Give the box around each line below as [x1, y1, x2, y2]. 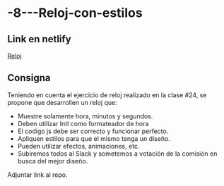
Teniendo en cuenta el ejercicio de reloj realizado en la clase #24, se [7, 90, 207, 99]
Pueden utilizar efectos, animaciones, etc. [17, 142, 140, 150]
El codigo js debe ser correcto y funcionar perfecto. [17, 127, 169, 135]
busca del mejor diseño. [17, 156, 88, 165]
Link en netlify [7, 33, 72, 45]
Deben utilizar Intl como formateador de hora [17, 119, 149, 128]
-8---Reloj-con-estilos [7, 5, 143, 21]
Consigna [7, 72, 51, 84]
